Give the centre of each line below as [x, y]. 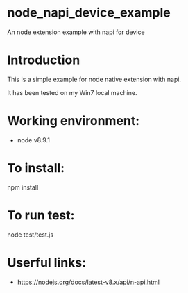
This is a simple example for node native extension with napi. [94, 79]
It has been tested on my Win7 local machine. [72, 92]
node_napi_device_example [89, 13]
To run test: [41, 215]
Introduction [44, 60]
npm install [23, 187]
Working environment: [74, 121]
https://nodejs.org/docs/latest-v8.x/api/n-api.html [88, 282]
